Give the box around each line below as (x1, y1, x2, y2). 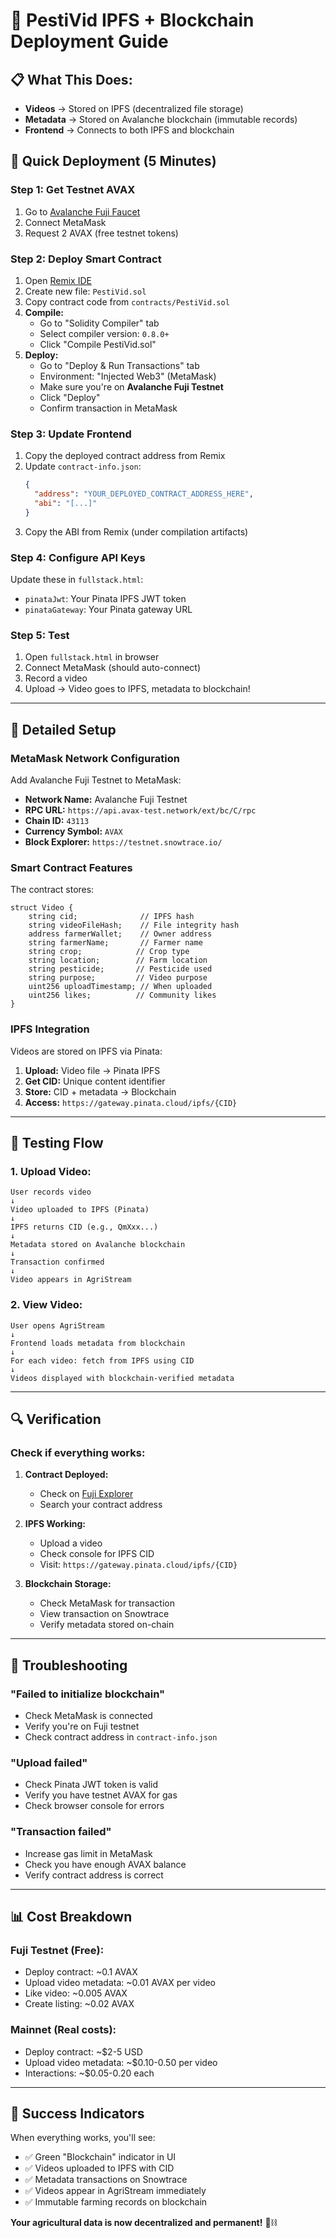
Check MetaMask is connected (24, 1710, 153, 1722)
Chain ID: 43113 (24, 815, 90, 827)
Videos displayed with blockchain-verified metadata (10, 1373, 235, 1383)
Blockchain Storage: (24, 1578, 112, 1590)
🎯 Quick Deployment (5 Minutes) (10, 153, 217, 170)
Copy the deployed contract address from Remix (24, 450, 226, 462)
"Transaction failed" (10, 1825, 112, 1839)
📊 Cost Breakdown (10, 1909, 133, 1925)
